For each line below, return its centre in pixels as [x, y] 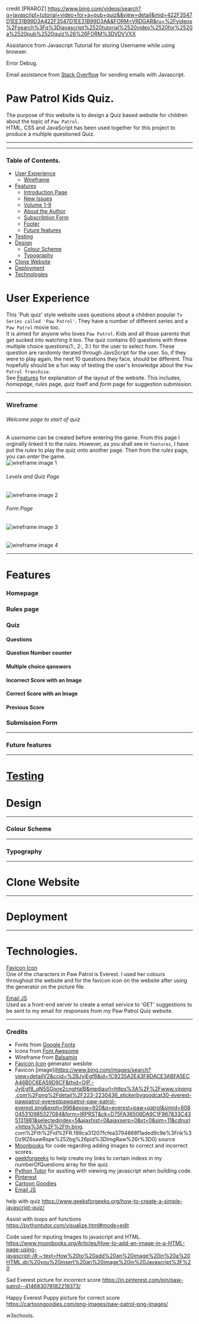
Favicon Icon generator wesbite [53, 1064]
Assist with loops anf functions [44, 1219]
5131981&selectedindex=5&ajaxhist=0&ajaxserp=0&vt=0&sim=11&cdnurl [102, 1120]
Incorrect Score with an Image [44, 680]
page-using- [22, 1250]
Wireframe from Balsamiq [46, 1057]
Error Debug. [22, 63]
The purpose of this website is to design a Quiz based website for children [97, 115]
